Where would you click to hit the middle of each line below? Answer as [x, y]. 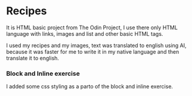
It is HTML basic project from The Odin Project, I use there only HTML [92, 27]
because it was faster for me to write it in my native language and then [93, 51]
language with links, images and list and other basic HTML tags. [85, 33]
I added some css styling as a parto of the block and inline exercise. [90, 86]
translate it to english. [33, 58]
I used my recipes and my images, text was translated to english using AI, [96, 45]
